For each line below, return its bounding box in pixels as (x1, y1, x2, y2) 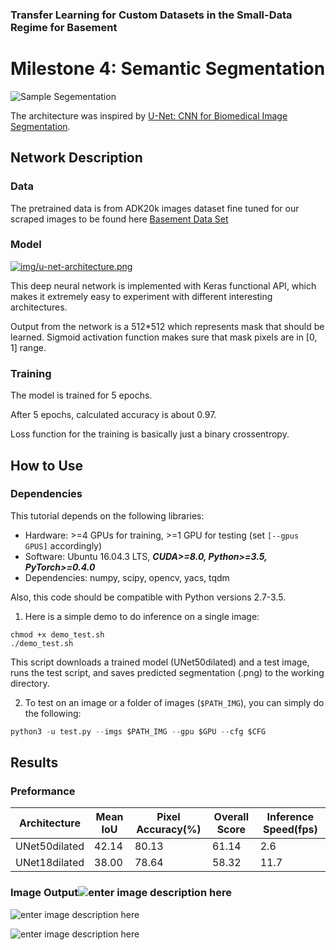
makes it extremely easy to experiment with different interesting (10, 290, 273, 302)
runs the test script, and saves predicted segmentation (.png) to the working (10, 666, 325, 678)
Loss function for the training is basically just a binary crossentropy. (10, 428, 290, 440)
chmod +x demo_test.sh (10, 629, 105, 640)
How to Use (10, 457, 84, 474)
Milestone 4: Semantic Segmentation (10, 58, 326, 80)
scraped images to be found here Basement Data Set (10, 213, 229, 225)
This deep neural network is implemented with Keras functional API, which (10, 279, 317, 292)
